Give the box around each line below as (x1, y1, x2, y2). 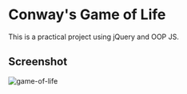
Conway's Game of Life (8, 6, 166, 24)
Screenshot (8, 55, 68, 69)
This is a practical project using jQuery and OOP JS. (8, 32, 180, 41)
